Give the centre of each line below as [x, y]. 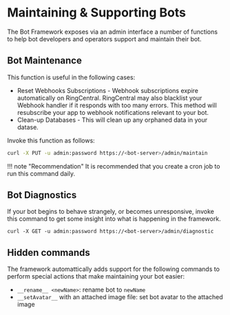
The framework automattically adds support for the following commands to [114, 269]
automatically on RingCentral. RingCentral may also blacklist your [109, 98]
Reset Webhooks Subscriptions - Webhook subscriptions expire [107, 90]
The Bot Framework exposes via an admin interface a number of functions [113, 32]
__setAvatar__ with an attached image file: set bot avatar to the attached [120, 297]
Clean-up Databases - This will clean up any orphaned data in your [112, 120]
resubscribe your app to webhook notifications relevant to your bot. [113, 112]
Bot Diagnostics [42, 195]
